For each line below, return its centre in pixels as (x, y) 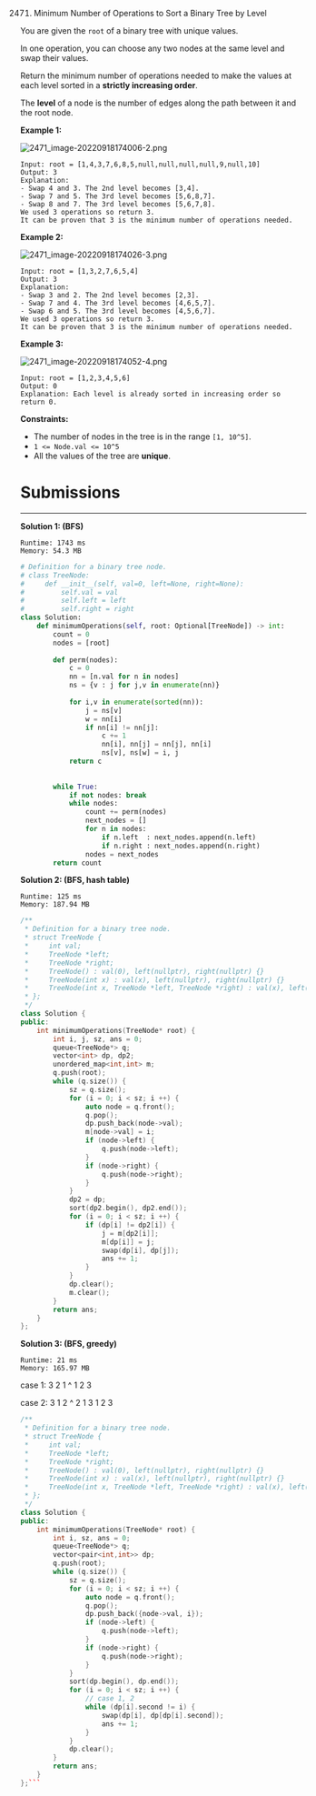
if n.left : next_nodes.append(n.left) (179, 837)
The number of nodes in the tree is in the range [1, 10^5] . (142, 436)
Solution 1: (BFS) (52, 526)
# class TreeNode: (55, 575)
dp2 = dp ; (87, 1199)
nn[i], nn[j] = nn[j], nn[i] (157, 745)
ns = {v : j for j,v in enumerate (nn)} (144, 686)
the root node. (47, 112)
